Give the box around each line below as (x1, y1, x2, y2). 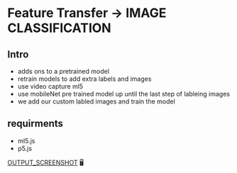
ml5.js (17, 136, 35, 145)
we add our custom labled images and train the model (17, 97, 175, 106)
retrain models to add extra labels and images (17, 74, 152, 83)
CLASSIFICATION (7, 20, 111, 36)
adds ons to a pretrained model (17, 67, 110, 75)
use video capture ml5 (17, 82, 84, 90)
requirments (7, 118, 64, 130)
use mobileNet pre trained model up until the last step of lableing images (17, 90, 231, 98)
